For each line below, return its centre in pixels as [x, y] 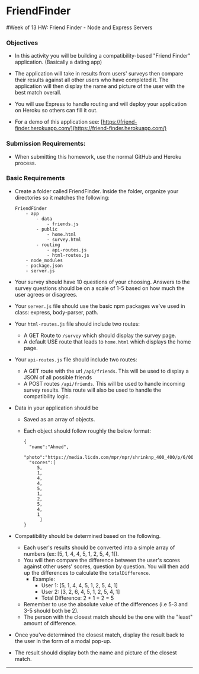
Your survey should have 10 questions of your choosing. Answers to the [102, 282]
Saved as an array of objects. [59, 419]
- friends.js [62, 224]
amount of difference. [50, 623]
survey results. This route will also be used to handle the [92, 390]
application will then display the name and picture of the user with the [99, 86]
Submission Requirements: [46, 144]
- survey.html [64, 240]
